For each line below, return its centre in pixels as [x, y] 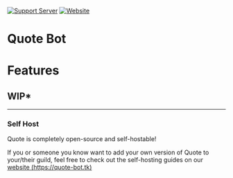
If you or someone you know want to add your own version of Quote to [108, 152]
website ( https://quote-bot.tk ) [50, 168]
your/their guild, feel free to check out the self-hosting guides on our [105, 160]
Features [33, 71]
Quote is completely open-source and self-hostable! [82, 139]
